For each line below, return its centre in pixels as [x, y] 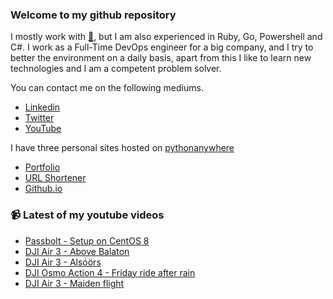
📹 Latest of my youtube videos [87, 215]
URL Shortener [55, 178]
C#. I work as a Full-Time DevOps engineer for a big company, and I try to [162, 47]
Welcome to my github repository [93, 15]
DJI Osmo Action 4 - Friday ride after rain [110, 272]
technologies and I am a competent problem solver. [116, 69]
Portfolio [42, 167]
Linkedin [42, 107]
